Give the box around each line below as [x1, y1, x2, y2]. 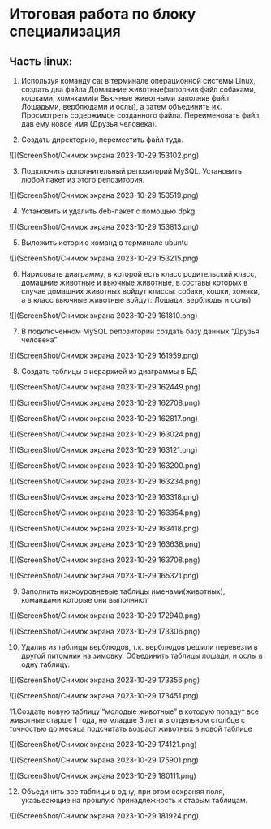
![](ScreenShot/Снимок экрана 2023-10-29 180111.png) [9, 771, 197, 780]
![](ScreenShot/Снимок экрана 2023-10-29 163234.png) [9, 476, 201, 486]
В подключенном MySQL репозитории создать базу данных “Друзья [20, 326, 260, 336]
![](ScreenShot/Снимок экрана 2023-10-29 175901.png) [9, 755, 200, 765]
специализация [9, 22, 121, 41]
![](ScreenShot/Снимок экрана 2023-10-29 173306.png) [9, 626, 200, 636]
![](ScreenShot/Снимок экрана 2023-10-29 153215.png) [9, 253, 199, 263]
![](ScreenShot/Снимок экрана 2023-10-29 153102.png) [9, 151, 200, 160]
